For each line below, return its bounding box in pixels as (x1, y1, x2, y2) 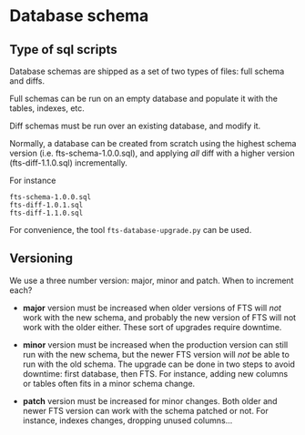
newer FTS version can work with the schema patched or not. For (22, 405, 269, 416)
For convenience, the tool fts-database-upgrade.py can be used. (9, 225, 252, 235)
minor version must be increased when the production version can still (22, 339, 289, 350)
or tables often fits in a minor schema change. (22, 378, 196, 389)
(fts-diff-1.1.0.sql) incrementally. (9, 157, 127, 168)
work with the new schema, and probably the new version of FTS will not (22, 311, 297, 323)
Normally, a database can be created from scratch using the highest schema (9, 138, 297, 148)
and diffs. (9, 76, 46, 86)
